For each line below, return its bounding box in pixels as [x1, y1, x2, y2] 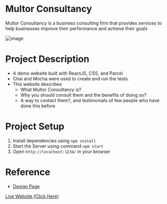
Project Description [5, 53, 90, 65]
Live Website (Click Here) [5, 193, 59, 199]
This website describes [12, 81, 62, 87]
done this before [20, 103, 55, 109]
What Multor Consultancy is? [20, 86, 82, 93]
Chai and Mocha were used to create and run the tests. [12, 75, 129, 82]
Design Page [12, 183, 40, 189]
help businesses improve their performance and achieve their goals [5, 25, 148, 31]
